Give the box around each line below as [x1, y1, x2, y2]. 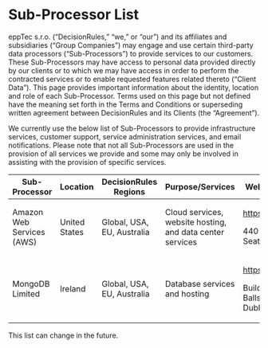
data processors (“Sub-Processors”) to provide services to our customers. [8, 49, 254, 58]
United [59, 217, 85, 228]
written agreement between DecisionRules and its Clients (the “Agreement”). [8, 108, 260, 117]
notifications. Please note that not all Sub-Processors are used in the [8, 140, 234, 150]
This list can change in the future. [8, 330, 119, 340]
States [59, 226, 84, 237]
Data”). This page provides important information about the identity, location [8, 82, 259, 92]
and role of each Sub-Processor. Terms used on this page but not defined [8, 91, 251, 100]
